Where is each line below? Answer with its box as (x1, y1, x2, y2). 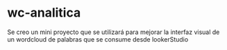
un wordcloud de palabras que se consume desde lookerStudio (7, 35, 189, 43)
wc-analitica (7, 5, 81, 21)
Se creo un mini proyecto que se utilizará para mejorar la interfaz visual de (7, 28, 220, 36)
